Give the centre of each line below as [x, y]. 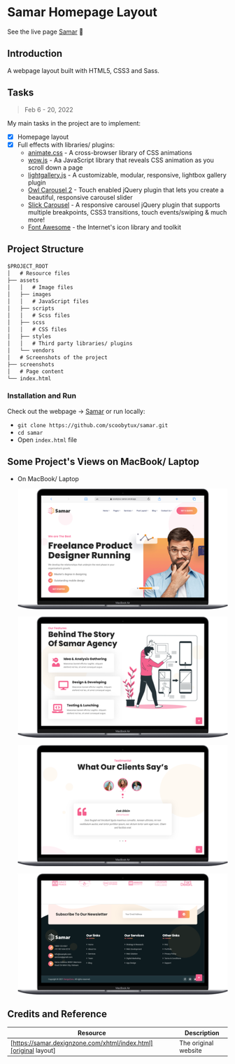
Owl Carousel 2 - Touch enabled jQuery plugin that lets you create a [126, 189]
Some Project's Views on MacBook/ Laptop [103, 462]
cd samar [30, 433]
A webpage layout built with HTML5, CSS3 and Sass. [83, 70]
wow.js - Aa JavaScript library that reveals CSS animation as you [121, 160]
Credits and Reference [57, 1014]
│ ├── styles [29, 336]
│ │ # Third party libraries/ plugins [70, 343]
